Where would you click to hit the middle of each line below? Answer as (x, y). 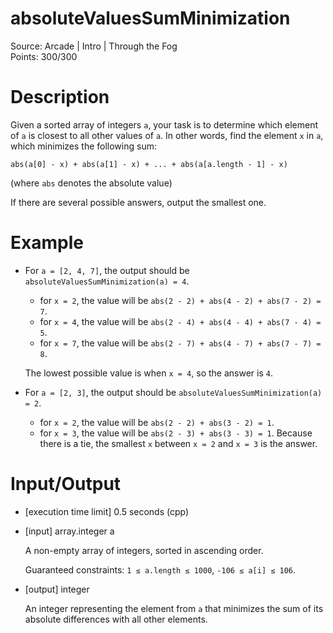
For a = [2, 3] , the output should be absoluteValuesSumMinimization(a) (173, 392)
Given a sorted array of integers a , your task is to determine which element (164, 124)
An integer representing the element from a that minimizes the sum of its (174, 608)
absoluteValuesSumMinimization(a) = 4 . (107, 281)
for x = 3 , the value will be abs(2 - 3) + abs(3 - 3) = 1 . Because (176, 433)
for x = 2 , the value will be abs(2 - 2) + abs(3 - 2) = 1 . (157, 422)
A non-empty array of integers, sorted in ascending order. (144, 550)
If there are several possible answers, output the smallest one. (138, 202)
